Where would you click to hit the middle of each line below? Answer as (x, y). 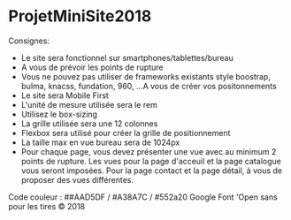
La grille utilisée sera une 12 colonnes (89, 123)
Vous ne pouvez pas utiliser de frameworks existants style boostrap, (146, 76)
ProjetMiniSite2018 (80, 16)
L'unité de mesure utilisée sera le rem (89, 104)
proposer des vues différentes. (77, 179)
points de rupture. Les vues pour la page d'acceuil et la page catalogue (151, 161)
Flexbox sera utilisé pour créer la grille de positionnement (126, 133)
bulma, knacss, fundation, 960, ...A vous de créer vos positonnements (149, 86)
